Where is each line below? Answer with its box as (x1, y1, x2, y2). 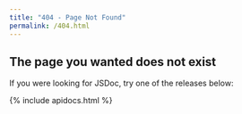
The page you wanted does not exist (9, 54, 217, 69)
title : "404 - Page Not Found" (9, 12, 126, 22)
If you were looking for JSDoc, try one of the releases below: (9, 77, 234, 89)
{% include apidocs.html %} (9, 95, 114, 106)
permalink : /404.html (9, 21, 91, 30)
